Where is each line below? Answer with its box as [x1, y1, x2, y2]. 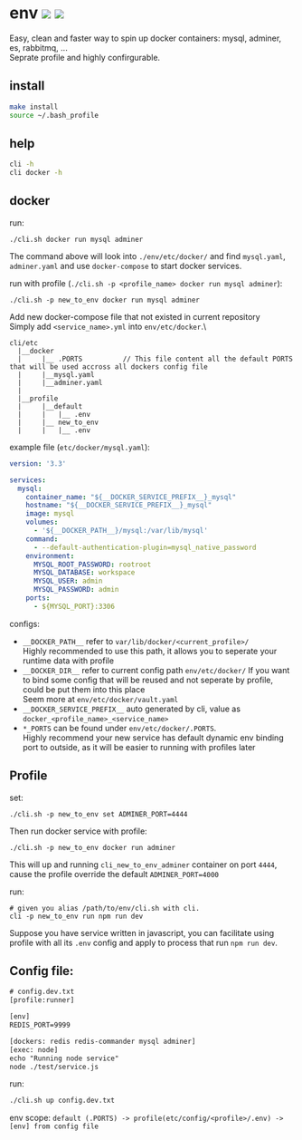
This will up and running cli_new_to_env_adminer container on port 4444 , [9, 859, 278, 870]
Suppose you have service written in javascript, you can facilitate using [9, 927, 275, 938]
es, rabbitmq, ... [9, 42, 68, 53]
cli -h [9, 159, 34, 169]
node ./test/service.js [9, 1062, 99, 1071]
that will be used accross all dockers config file [9, 362, 208, 372]
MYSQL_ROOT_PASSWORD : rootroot [33, 560, 152, 569]
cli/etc [9, 338, 39, 347]
